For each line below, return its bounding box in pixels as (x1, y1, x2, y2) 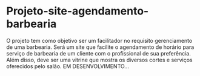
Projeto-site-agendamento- (6, 4, 149, 18)
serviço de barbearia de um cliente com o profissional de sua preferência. (6, 49, 191, 57)
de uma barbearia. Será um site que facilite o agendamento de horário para (6, 43, 195, 51)
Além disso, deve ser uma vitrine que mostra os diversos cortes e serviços (6, 56, 193, 63)
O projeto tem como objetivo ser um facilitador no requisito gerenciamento (6, 37, 193, 44)
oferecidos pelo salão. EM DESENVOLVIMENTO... (6, 62, 129, 70)
